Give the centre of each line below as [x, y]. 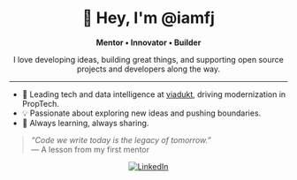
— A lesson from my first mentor [90, 149]
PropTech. [41, 103]
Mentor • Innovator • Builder [148, 42]
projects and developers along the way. [148, 69]
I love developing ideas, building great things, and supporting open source [148, 59]
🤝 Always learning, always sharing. [85, 123]
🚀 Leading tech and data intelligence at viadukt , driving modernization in [154, 94]
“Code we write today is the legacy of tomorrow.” [121, 139]
